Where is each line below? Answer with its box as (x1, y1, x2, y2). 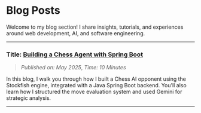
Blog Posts (6, 4, 61, 17)
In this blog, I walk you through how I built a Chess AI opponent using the (6, 75, 187, 83)
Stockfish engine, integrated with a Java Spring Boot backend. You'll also (6, 82, 187, 89)
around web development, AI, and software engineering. (6, 29, 145, 36)
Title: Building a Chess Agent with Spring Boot (6, 50, 144, 59)
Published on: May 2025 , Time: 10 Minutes (20, 64, 127, 71)
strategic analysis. (6, 94, 51, 102)
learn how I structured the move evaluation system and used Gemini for (6, 88, 182, 96)
